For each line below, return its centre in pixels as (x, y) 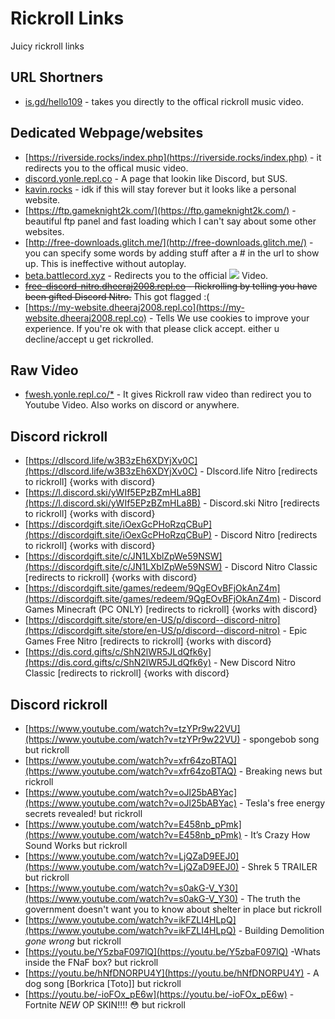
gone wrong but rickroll (73, 941)
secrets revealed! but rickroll (83, 813)
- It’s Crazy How (277, 835)
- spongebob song (281, 739)
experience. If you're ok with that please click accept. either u (152, 328)
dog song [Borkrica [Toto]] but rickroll (103, 983)
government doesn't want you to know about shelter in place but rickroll (173, 909)
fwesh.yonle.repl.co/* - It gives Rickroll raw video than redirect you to (168, 394)
